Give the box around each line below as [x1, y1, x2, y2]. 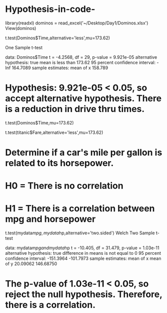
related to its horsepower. [5, 158, 114, 169]
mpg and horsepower [5, 213, 96, 225]
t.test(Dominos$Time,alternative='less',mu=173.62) [5, 35, 111, 41]
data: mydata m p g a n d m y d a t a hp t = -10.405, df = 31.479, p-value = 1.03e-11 [5, 245, 160, 251]
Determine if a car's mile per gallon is [5, 147, 163, 158]
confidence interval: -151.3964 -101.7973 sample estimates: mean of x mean [5, 255, 162, 262]
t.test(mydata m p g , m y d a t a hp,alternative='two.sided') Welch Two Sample [5, 230, 155, 236]
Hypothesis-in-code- [5, 3, 96, 15]
